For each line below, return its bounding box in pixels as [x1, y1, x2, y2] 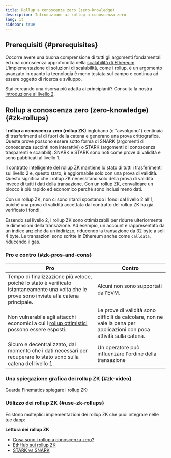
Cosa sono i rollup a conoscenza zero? [12, 436, 94, 442]
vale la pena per [97, 320, 136, 327]
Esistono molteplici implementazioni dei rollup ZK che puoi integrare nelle [5, 411, 159, 417]
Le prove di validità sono [97, 307, 156, 314]
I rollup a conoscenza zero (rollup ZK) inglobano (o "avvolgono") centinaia [5, 127, 163, 133]
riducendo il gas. [5, 238, 41, 245]
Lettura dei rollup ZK [5, 426, 50, 432]
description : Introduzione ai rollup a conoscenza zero [5, 12, 126, 17]
